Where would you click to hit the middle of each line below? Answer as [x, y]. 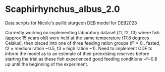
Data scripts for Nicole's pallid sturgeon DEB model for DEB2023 [71, 23]
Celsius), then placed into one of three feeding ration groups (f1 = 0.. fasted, [83, 43]
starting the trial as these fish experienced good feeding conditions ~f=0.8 [81, 59]
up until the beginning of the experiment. [47, 64]
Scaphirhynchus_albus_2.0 [63, 9]
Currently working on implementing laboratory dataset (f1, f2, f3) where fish [82, 32]
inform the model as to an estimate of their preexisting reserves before [77, 54]
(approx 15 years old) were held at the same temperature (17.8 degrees [77, 38]
